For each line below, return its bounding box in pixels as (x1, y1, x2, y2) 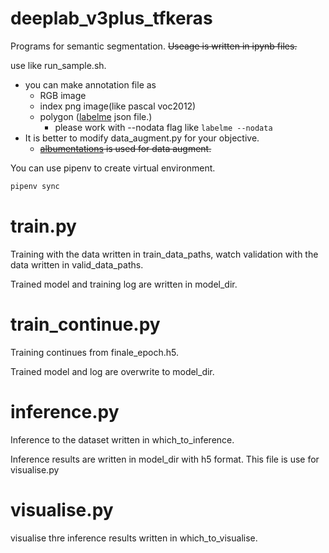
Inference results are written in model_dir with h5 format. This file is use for (10, 453, 320, 465)
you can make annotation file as (24, 78, 157, 91)
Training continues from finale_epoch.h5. (10, 346, 180, 358)
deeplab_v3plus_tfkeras (10, 7, 213, 30)
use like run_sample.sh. (10, 59, 107, 71)
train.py (10, 215, 77, 237)
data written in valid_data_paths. (10, 258, 144, 271)
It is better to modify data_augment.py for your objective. (24, 132, 260, 144)
